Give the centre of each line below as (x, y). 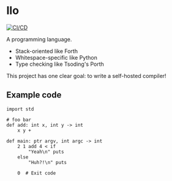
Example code (34, 95)
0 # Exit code (37, 173)
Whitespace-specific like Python (56, 57)
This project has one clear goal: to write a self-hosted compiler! (86, 76)
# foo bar (19, 119)
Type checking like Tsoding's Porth (59, 64)
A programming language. (39, 39)
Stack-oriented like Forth (47, 51)
